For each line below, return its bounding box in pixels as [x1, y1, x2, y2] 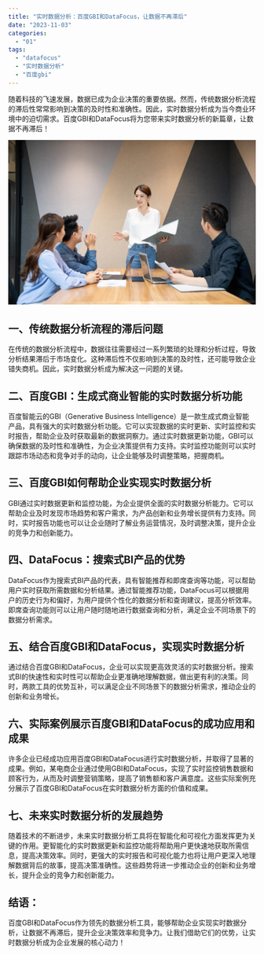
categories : [8, 29, 47, 37]
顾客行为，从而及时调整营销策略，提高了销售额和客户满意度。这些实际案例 [8, 774, 249, 783]
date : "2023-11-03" [8, 20, 72, 29]
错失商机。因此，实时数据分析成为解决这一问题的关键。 [8, 364, 187, 373]
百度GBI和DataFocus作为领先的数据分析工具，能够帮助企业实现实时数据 [8, 918, 240, 927]
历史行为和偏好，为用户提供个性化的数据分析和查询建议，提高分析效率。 [21, 595, 256, 604]
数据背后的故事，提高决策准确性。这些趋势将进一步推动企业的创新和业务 [14, 860, 249, 870]
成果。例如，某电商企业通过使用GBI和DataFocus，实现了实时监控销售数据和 [8, 764, 254, 773]
